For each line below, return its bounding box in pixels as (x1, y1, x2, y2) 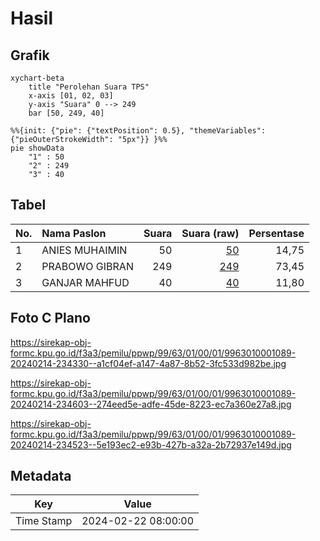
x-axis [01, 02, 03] (28, 91, 114, 101)
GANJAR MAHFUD (41, 275, 130, 289)
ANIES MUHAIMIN (41, 243, 128, 257)
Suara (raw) (181, 226, 240, 240)
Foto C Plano (10, 310, 91, 327)
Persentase (248, 226, 305, 240)
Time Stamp (15, 514, 73, 528)
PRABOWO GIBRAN (41, 259, 134, 273)
